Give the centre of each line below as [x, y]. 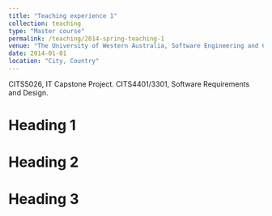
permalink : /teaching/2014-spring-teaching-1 [86, 38]
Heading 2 [44, 162]
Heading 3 [44, 199]
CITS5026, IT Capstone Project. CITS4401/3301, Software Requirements [129, 84]
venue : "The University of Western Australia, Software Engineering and [134, 46]
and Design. [28, 92]
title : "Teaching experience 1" [63, 16]
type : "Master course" [47, 31]
